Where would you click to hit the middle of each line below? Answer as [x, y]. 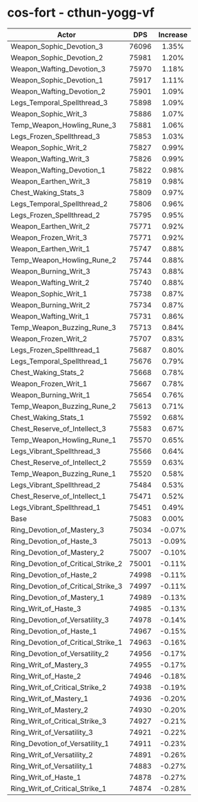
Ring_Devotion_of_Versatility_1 [60, 743]
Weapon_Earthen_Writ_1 [50, 248]
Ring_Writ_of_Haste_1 [46, 777]
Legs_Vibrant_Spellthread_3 [56, 451]
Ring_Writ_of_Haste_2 [46, 676]
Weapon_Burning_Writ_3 [51, 271]
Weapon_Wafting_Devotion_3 [58, 69]
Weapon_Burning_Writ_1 [51, 394]
